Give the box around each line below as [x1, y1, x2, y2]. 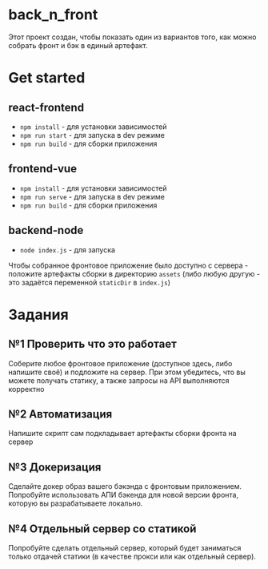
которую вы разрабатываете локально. [8, 498, 143, 508]
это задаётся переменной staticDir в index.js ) [8, 277, 170, 287]
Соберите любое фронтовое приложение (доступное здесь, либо [8, 358, 233, 368]
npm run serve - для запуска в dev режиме [19, 192, 166, 201]
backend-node [8, 224, 84, 237]
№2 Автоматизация [8, 407, 113, 421]
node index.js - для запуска [19, 244, 116, 254]
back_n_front [8, 6, 98, 24]
